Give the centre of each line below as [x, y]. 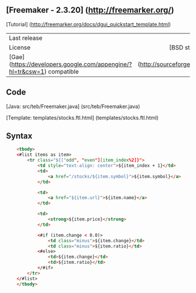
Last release [26, 38]
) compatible [62, 71]
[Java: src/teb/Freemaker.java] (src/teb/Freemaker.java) [73, 106]
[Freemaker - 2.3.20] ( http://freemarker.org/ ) [90, 10]
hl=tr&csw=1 [27, 71]
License [20, 47]
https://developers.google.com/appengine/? [72, 64]
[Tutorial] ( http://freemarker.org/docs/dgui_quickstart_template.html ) [88, 24]
